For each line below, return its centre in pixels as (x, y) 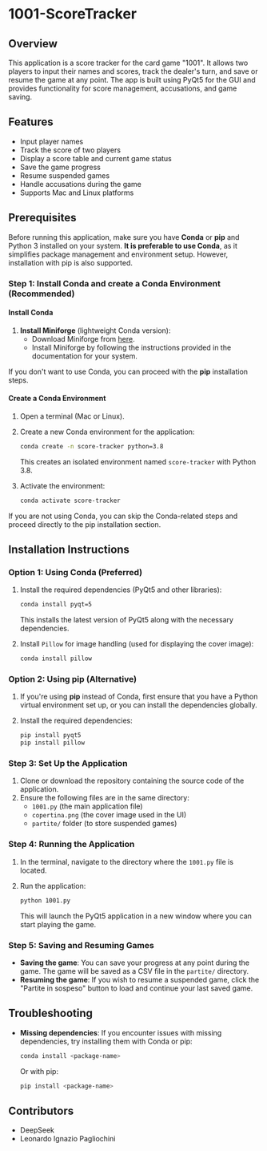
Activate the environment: (62, 485)
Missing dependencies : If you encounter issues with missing (121, 1032)
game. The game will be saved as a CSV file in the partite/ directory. (134, 971)
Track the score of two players (70, 150)
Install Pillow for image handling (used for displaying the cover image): (137, 644)
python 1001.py (45, 900)
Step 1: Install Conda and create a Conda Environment (115, 283)
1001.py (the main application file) (87, 806)
